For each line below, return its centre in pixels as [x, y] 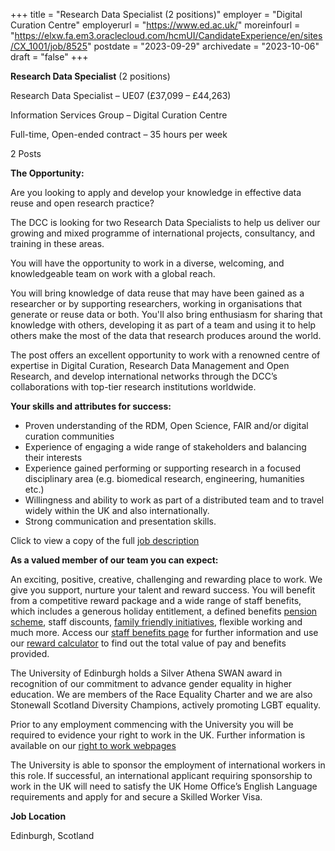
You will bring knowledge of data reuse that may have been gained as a [157, 293]
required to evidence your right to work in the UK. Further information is [158, 735]
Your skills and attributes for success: [91, 406]
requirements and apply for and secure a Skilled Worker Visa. [136, 797]
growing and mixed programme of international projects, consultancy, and [163, 233]
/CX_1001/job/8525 [49, 46]
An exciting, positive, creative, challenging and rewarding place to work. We [166, 579]
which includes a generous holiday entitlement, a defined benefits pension [164, 611]
